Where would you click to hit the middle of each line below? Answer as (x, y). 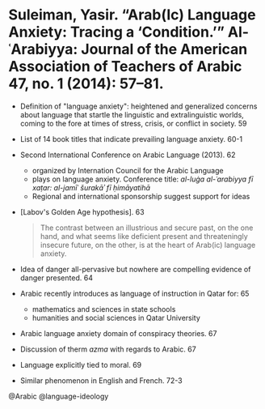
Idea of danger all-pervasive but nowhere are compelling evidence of (135, 269)
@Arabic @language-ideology (59, 396)
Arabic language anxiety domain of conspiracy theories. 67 (118, 333)
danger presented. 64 (56, 278)
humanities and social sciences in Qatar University (116, 317)
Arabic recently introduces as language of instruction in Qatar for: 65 (135, 293)
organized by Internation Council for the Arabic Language (128, 170)
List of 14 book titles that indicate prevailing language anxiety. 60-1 (131, 138)
